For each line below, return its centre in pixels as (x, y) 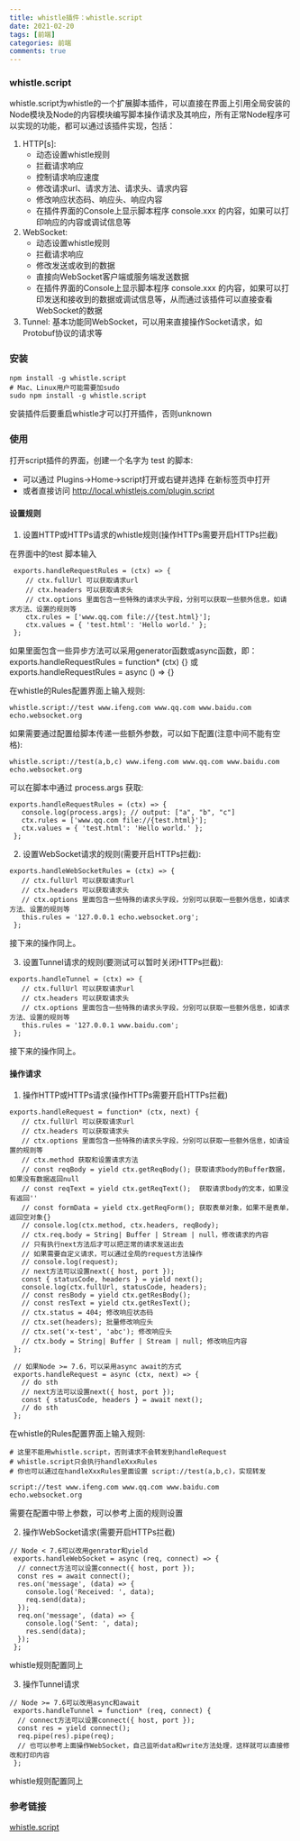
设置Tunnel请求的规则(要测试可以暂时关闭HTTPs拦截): (123, 962)
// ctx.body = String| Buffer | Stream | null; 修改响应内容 (134, 1342)
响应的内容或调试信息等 (87, 223)
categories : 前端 (41, 43)
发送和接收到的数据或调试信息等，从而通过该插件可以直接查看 (158, 299)
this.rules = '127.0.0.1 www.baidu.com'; (100, 1025)
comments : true (38, 51)
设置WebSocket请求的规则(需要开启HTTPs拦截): (112, 854)
